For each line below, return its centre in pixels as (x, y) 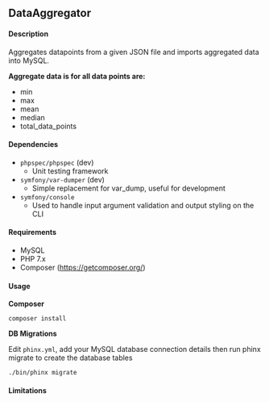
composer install (37, 319)
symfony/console (47, 197)
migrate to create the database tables (70, 358)
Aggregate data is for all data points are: (77, 76)
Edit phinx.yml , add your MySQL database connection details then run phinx (135, 350)
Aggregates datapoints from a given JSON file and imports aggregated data (134, 52)
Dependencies (33, 144)
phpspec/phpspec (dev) (57, 162)
